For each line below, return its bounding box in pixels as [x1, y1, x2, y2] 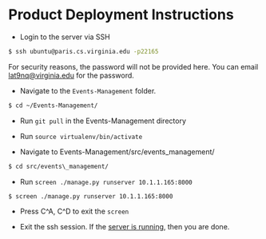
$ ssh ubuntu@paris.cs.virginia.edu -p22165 [8, 47, 159, 55]
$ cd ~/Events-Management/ [8, 102, 98, 110]
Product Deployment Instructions [8, 6, 234, 24]
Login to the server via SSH [19, 32, 110, 42]
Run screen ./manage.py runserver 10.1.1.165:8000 [19, 177, 193, 186]
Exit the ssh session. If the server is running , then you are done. [19, 222, 230, 232]
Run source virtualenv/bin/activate [19, 131, 143, 141]
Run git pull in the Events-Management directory [19, 116, 186, 125]
